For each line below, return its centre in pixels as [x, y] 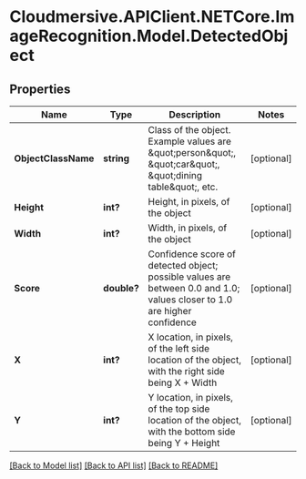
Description [194, 114]
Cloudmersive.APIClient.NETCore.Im [152, 17]
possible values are [189, 277]
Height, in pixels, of [189, 202]
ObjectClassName [54, 158]
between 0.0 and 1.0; [194, 288]
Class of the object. [189, 130]
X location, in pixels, [191, 337]
